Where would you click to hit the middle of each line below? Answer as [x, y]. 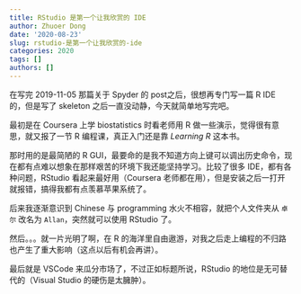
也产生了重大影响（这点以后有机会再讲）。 [86, 249]
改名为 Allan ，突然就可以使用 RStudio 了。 [97, 219]
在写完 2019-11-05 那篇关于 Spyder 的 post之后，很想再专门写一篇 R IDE [142, 94]
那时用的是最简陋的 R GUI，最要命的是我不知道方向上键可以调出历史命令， [147, 155]
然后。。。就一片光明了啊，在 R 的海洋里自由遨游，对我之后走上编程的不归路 [148, 238]
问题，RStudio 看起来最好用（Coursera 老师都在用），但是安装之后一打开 [151, 177]
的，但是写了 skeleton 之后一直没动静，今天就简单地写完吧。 [122, 105]
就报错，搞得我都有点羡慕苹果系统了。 [80, 189]
